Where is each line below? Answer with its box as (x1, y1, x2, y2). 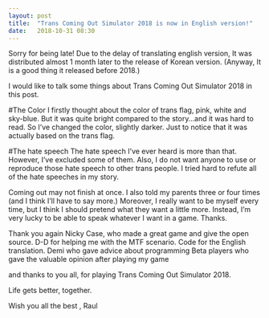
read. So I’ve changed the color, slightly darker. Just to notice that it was (8, 122, 247, 132)
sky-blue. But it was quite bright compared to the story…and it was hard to (8, 114, 255, 124)
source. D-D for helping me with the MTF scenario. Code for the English (8, 238, 247, 247)
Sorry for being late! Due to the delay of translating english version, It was (8, 49, 253, 59)
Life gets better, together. (8, 286, 92, 296)
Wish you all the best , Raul (8, 301, 98, 311)
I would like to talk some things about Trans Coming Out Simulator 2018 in (8, 81, 253, 91)
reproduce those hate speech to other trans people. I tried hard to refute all (8, 164, 257, 173)
